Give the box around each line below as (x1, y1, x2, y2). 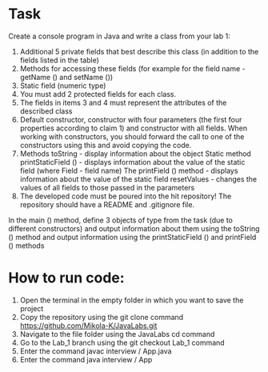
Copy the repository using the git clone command (19, 312, 184, 322)
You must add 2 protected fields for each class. (19, 89, 177, 98)
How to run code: (8, 269, 126, 287)
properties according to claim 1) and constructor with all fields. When (19, 123, 248, 133)
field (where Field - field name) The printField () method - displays (19, 166, 238, 175)
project (19, 303, 44, 313)
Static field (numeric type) (19, 81, 106, 90)
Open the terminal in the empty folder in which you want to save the (19, 295, 244, 305)
